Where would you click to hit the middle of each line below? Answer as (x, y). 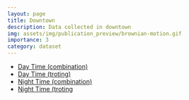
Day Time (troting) (44, 74)
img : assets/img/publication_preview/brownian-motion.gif (94, 33)
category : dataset (34, 46)
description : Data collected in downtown (69, 27)
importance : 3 (28, 40)
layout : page (27, 14)
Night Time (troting (45, 89)
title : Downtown (31, 20)
